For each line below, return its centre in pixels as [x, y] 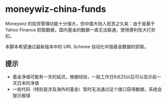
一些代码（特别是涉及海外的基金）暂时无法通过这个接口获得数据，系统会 [87, 89]
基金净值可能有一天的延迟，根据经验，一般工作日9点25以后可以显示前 [85, 77]
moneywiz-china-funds [56, 9]
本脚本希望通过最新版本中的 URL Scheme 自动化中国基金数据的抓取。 [77, 46]
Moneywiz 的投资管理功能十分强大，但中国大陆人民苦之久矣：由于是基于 [80, 23]
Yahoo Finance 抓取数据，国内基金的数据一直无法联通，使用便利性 [74, 30]
